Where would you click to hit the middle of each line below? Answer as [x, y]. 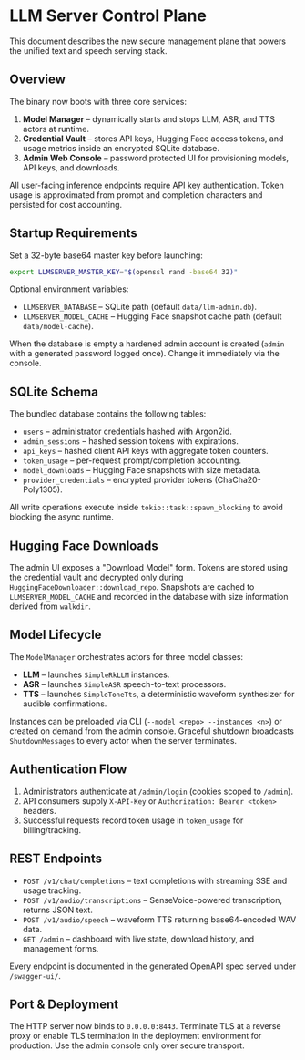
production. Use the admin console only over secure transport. [127, 1045]
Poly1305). [43, 489]
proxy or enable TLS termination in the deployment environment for [136, 1036]
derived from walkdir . [50, 606]
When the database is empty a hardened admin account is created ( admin [147, 344]
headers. [39, 810]
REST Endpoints [56, 859]
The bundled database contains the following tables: [108, 414]
